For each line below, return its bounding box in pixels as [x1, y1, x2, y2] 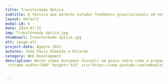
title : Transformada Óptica [5, 7, 64, 12]
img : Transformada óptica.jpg [5, 30, 68, 35]
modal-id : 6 [5, 21, 30, 26]
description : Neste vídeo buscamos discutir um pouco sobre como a [5, 58, 149, 63]
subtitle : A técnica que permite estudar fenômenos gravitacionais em [5, 12, 155, 17]
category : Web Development [5, 53, 61, 59]
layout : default [5, 16, 39, 21]
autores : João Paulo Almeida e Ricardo [5, 49, 88, 54]
